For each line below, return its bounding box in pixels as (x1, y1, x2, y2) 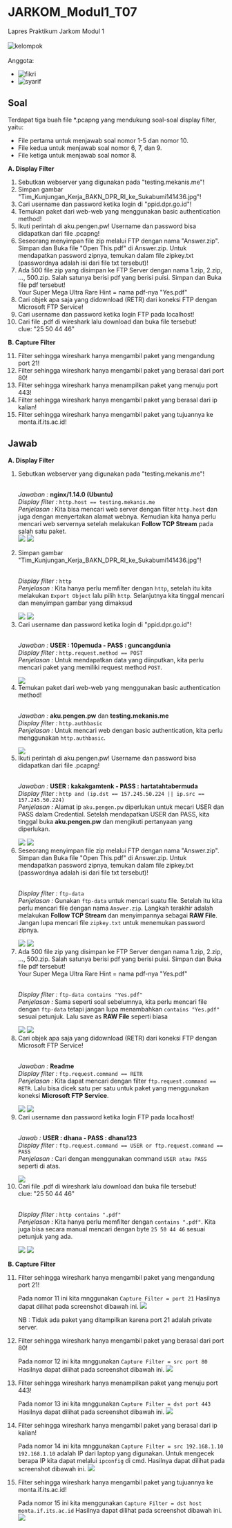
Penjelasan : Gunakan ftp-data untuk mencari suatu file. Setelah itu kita (17, 896, 223, 904)
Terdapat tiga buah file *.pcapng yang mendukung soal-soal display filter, (8, 115, 217, 124)
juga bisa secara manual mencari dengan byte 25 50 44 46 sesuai (17, 1224, 206, 1233)
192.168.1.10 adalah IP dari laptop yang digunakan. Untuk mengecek (17, 1449, 215, 1457)
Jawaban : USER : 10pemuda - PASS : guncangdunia (17, 641, 171, 649)
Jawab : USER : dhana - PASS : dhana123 (17, 1133, 137, 1142)
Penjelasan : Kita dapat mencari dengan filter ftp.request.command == (17, 1077, 217, 1085)
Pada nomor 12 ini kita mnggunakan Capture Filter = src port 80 (17, 1357, 208, 1366)
